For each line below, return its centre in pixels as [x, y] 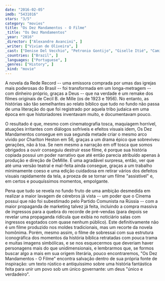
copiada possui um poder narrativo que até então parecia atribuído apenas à [82, 155]
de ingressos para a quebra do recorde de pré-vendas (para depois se [77, 211]
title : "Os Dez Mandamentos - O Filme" [46, 28]
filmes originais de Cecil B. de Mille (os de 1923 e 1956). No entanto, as [77, 98]
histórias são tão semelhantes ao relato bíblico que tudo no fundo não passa [82, 104]
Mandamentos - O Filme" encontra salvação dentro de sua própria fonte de [81, 259]
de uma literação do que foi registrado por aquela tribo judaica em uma [77, 109]
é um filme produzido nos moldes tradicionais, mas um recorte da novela [79, 227]
